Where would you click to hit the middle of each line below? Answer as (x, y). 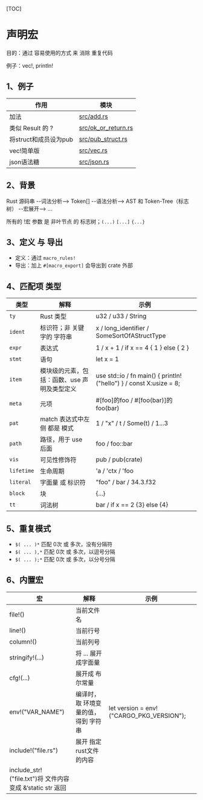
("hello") (108, 383)
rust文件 (87, 750)
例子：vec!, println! (30, 65)
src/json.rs (94, 161)
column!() (23, 641)
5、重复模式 (29, 529)
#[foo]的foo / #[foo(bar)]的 (134, 400)
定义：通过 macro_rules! (45, 258)
